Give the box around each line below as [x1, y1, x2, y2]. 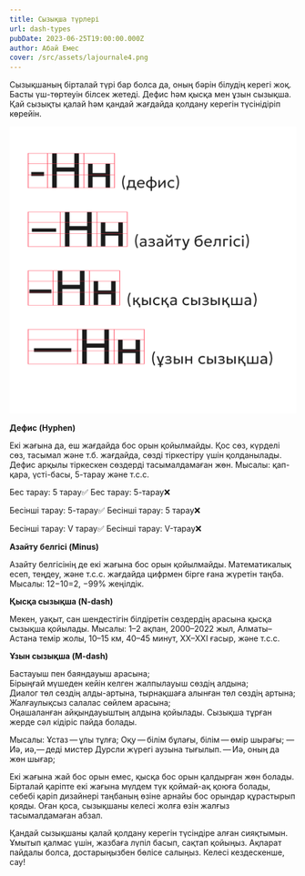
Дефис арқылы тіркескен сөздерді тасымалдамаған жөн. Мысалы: [9, 460, 270, 471]
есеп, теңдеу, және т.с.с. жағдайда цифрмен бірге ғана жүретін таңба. [9, 569, 284, 580]
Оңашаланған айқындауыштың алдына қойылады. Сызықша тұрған [9, 707, 273, 718]
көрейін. [9, 108, 43, 119]
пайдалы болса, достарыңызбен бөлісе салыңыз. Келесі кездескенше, [9, 847, 285, 858]
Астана [9, 633, 38, 644]
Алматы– [237, 624, 272, 635]
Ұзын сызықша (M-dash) [9, 651, 109, 662]
